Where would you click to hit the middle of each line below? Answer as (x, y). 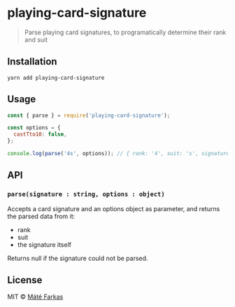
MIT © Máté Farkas (35, 297)
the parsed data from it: (41, 216)
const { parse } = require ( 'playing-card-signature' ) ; (89, 115)
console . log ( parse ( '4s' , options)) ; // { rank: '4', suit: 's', (103, 154)
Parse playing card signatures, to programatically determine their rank (125, 32)
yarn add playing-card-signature (56, 78)
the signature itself (44, 244)
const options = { (34, 128)
